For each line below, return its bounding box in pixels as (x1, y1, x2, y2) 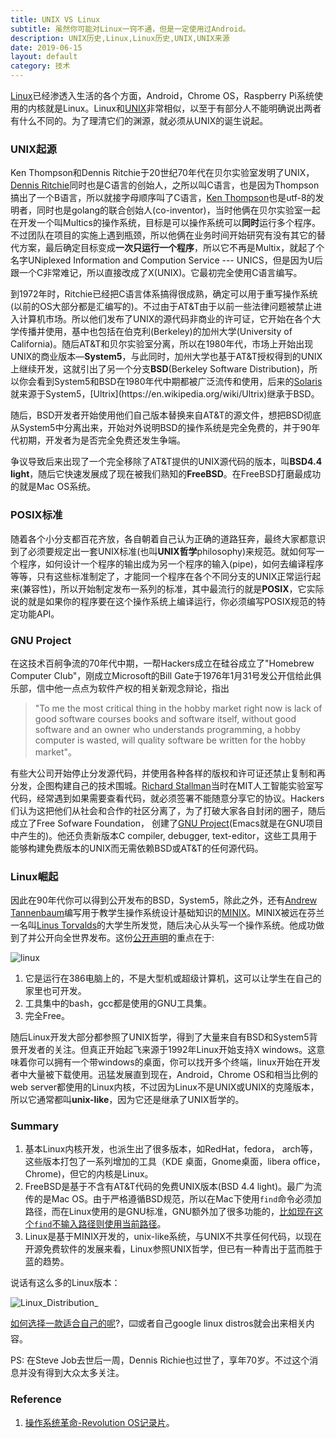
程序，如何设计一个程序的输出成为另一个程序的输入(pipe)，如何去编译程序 (18, 557, 324, 570)
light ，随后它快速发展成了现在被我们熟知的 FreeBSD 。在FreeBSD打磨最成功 (10, 468, 322, 480)
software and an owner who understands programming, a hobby (34, 723, 301, 735)
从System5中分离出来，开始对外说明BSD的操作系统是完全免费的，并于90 (10, 422, 312, 434)
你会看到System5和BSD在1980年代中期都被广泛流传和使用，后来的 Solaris (18, 376, 323, 388)
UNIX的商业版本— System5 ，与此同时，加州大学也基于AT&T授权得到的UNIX (10, 351, 323, 363)
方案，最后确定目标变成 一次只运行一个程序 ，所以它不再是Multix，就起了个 (18, 242, 325, 254)
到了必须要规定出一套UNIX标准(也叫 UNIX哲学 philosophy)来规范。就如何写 (10, 545, 317, 557)
